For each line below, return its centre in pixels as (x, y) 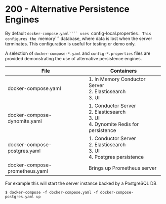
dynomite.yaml (25, 121)
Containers (124, 71)
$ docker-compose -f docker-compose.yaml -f (52, 192)
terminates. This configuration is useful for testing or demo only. (70, 43)
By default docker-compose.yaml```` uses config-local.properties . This (78, 33)
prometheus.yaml (28, 171)
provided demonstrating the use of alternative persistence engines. (74, 58)
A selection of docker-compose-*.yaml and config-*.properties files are (78, 53)
